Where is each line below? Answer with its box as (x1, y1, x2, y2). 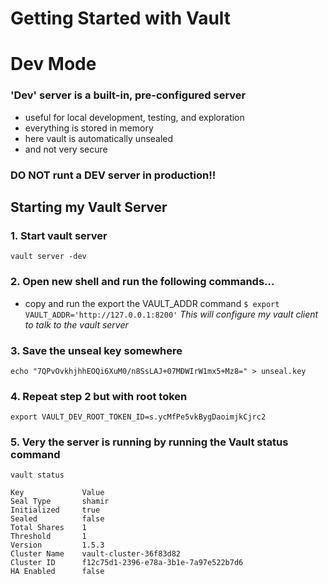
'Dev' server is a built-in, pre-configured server (10, 88, 247, 102)
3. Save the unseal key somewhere (10, 343, 183, 357)
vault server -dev (10, 252, 87, 262)
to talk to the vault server (24, 318, 129, 331)
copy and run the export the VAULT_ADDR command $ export (24, 297, 280, 309)
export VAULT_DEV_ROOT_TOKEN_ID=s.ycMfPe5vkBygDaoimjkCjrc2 (10, 412, 267, 422)
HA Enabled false (10, 567, 105, 577)
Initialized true (10, 505, 101, 516)
